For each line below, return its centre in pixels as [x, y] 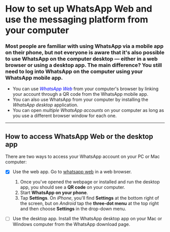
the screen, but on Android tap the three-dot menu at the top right [90, 204]
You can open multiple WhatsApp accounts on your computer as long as [88, 110]
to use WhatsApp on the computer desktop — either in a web [81, 59]
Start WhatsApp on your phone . [54, 192]
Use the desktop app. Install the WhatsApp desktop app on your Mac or [87, 219]
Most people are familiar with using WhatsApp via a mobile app [84, 46]
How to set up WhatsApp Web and [79, 9]
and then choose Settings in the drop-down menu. [73, 209]
